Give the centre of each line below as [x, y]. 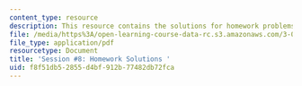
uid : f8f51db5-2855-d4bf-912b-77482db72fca [92, 68]
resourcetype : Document [54, 51]
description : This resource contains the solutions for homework [134, 26]
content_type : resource [54, 17]
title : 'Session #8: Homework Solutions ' [90, 59]
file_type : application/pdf [62, 43]
